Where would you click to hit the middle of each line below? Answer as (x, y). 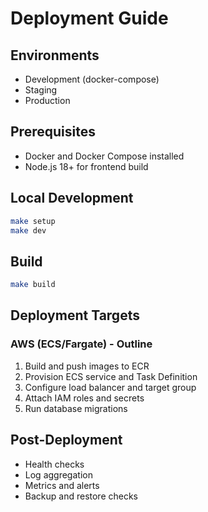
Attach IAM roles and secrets (84, 398)
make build (33, 285)
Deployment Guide (89, 18)
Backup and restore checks (81, 496)
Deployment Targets (75, 315)
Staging (41, 90)
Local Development (72, 198)
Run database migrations (76, 408)
